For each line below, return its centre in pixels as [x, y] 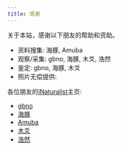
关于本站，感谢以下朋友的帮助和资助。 [63, 35]
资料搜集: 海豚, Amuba [50, 50]
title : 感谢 [24, 14]
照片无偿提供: [37, 76]
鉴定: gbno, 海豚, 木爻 [49, 67]
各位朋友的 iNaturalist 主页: [45, 91]
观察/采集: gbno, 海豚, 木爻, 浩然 [64, 59]
